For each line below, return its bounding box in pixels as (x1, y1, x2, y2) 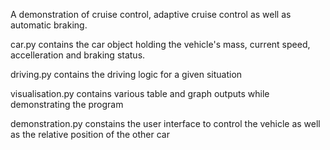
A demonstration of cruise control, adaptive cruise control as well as (10, 9, 292, 20)
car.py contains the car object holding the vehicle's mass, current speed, (10, 39, 311, 50)
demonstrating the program (10, 99, 124, 110)
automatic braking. (10, 19, 88, 31)
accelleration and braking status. (10, 49, 146, 61)
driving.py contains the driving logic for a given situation (10, 69, 243, 80)
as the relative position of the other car (10, 129, 170, 140)
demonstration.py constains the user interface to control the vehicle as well (10, 118, 321, 129)
